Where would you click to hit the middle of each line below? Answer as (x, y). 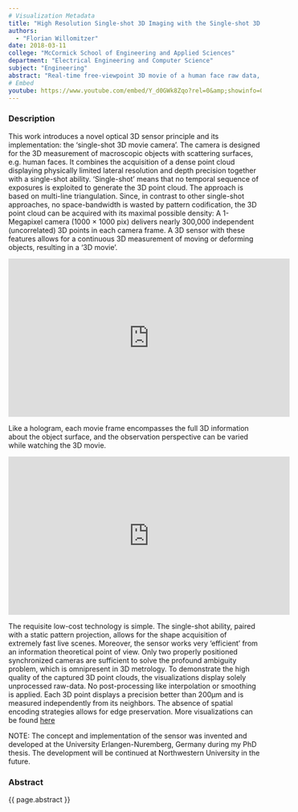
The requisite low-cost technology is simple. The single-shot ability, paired (132, 626)
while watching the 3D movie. (57, 445)
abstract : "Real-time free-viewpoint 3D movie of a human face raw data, (135, 76)
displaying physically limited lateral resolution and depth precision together (133, 170)
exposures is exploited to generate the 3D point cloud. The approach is (126, 187)
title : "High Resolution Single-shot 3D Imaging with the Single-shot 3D (135, 23)
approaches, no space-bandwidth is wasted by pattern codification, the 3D (133, 204)
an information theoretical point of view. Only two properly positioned (123, 651)
